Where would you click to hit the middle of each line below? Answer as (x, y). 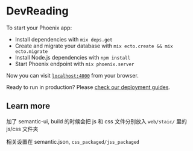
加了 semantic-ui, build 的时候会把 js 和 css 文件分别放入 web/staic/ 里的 (96, 121)
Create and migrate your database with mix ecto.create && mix (94, 46)
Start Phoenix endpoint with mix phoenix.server (74, 64)
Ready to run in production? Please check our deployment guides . (88, 87)
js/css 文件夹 (22, 129)
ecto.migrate (31, 51)
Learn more (28, 106)
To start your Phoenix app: (39, 28)
